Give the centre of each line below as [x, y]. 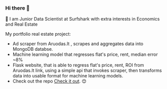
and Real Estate [22, 24]
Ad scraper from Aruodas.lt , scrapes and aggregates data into [78, 44]
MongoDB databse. [33, 49]
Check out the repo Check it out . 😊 [50, 81]
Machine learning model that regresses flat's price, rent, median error [85, 54]
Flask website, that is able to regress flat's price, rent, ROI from [78, 65]
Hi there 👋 [18, 8]
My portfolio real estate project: [38, 34]
